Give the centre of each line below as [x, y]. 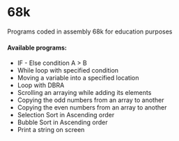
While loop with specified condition [68, 70]
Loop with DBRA [41, 85]
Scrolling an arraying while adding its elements [84, 93]
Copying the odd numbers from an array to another [91, 100]
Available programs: [37, 47]
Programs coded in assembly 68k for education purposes [90, 31]
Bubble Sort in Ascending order [62, 122]
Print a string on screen [51, 130]
